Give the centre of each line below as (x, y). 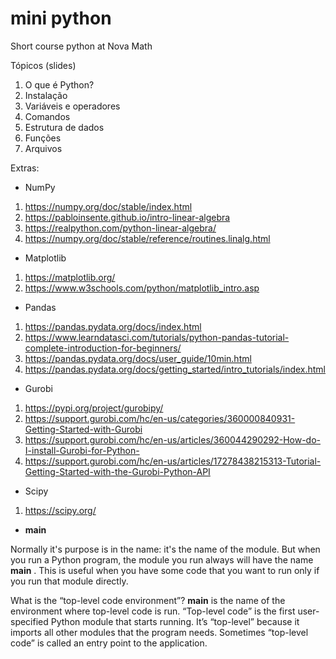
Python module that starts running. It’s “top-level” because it (175, 621)
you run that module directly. (69, 581)
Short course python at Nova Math (81, 46)
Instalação (46, 95)
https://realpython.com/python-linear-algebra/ (120, 228)
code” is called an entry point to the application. (109, 643)
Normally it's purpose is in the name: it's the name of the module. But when (165, 549)
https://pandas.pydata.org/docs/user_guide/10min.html (138, 358)
